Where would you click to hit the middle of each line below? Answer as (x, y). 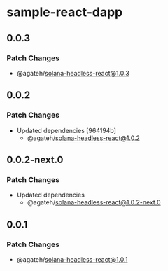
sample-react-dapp (65, 12)
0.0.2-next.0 (35, 159)
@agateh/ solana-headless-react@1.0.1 (72, 259)
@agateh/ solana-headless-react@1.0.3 (73, 73)
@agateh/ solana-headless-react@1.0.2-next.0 (94, 202)
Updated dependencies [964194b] (66, 130)
